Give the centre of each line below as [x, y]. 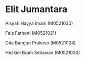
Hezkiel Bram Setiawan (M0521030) [43, 52]
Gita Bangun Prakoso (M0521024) [40, 43]
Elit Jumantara [36, 9]
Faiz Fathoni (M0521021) [31, 33]
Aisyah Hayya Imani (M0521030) [39, 23]
